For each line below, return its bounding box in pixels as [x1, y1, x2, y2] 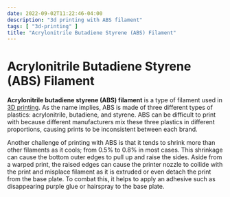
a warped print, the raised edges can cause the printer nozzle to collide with [7, 161, 223, 169]
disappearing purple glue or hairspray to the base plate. [7, 183, 165, 191]
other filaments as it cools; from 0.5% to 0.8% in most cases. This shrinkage [7, 146, 223, 154]
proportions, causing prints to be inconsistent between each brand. [7, 125, 198, 134]
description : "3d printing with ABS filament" [7, 16, 143, 23]
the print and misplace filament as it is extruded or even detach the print [7, 167, 211, 176]
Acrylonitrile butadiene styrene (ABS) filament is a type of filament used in [7, 96, 223, 104]
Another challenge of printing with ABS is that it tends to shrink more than [7, 139, 216, 147]
